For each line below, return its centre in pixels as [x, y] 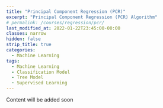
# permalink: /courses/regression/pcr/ [55, 22]
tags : [13, 61]
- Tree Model [28, 77]
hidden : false [24, 39]
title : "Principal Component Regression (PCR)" [66, 12]
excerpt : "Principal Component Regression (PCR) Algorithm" [82, 17]
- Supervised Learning [39, 83]
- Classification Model [41, 72]
